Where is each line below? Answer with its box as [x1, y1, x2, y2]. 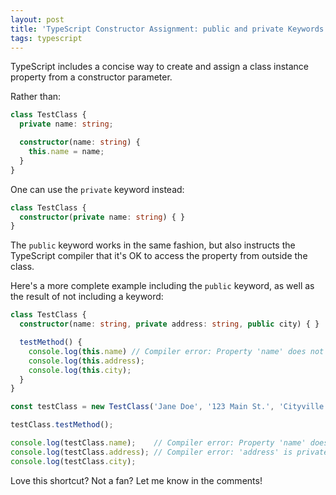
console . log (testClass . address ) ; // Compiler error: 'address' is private [10, 447, 329, 457]
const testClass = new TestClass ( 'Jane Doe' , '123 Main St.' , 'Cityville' [10, 402, 329, 412]
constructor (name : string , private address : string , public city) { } [19, 319, 320, 330]
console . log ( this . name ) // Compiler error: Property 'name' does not [28, 346, 325, 356]
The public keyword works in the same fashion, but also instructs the [10, 239, 296, 251]
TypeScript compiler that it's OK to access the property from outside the [10, 250, 308, 262]
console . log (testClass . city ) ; [10, 456, 137, 466]
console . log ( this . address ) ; [28, 356, 145, 366]
